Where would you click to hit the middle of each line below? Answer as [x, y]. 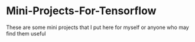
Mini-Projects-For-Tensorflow [81, 11]
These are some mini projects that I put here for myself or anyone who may [97, 27]
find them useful [26, 33]
